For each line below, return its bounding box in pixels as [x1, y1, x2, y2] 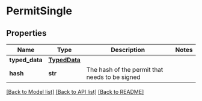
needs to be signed [86, 73, 141, 81]
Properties [6, 28, 47, 38]
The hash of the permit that [86, 66, 164, 74]
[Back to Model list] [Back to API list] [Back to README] [6, 88, 144, 95]
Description [111, 46, 145, 54]
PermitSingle [6, 4, 72, 18]
